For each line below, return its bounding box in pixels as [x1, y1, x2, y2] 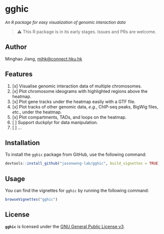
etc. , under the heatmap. [12, 109, 62, 115]
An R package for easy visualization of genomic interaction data [5, 20, 126, 25]
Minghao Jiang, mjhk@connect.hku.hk [5, 56, 82, 62]
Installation [5, 138, 40, 147]
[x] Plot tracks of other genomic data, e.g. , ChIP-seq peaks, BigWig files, [12, 104, 159, 109]
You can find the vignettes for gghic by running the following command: [5, 188, 149, 193]
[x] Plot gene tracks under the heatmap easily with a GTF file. [12, 99, 136, 105]
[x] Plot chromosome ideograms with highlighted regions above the [12, 88, 148, 94]
